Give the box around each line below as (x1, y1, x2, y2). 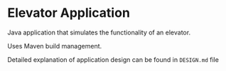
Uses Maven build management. (7, 41, 102, 50)
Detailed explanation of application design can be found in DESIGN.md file (7, 55, 219, 64)
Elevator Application (7, 5, 130, 21)
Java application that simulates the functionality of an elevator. (7, 28, 190, 37)
